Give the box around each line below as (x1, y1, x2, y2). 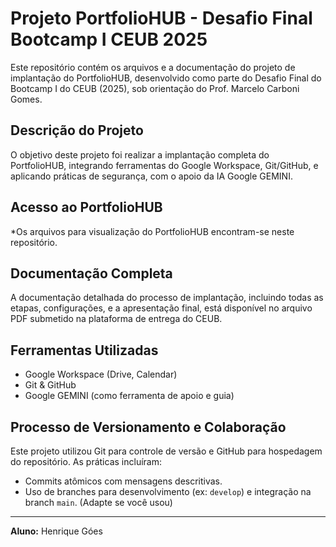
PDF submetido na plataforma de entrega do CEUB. (10, 313, 223, 325)
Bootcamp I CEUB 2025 (10, 28, 208, 51)
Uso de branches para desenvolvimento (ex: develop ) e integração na (24, 486, 312, 497)
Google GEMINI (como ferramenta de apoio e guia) (24, 390, 235, 402)
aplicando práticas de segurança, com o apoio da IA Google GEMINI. (10, 170, 293, 182)
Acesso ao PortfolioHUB (10, 199, 163, 216)
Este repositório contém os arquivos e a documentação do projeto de (10, 61, 296, 73)
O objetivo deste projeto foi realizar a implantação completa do (10, 148, 270, 161)
